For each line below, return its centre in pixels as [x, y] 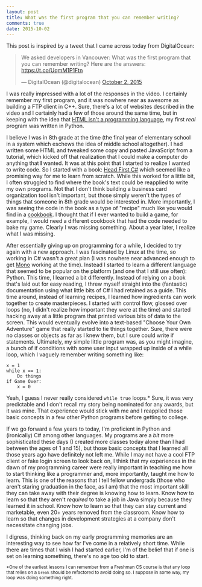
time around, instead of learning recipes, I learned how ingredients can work [101, 297]
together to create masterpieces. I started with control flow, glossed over [97, 303]
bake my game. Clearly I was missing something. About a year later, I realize [101, 228]
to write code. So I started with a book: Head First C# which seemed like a [98, 170]
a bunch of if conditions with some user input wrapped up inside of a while [99, 348]
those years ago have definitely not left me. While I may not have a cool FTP [101, 455]
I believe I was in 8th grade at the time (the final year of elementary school [99, 138]
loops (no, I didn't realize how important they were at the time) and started [99, 310]
